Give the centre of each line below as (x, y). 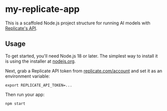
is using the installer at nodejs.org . (40, 61)
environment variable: (27, 76)
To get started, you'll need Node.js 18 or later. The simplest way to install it (82, 56)
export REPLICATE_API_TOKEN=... (39, 85)
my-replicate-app (42, 9)
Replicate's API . (21, 28)
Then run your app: (25, 94)
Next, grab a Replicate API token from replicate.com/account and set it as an (84, 71)
